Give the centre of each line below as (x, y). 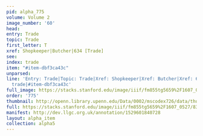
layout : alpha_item (31, 118)
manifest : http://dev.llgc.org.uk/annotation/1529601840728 (84, 113)
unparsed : (19, 73)
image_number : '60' (31, 23)
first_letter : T (27, 46)
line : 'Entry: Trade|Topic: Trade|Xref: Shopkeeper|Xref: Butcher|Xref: (100, 79)
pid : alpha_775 (25, 12)
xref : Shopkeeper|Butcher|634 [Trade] (55, 51)
